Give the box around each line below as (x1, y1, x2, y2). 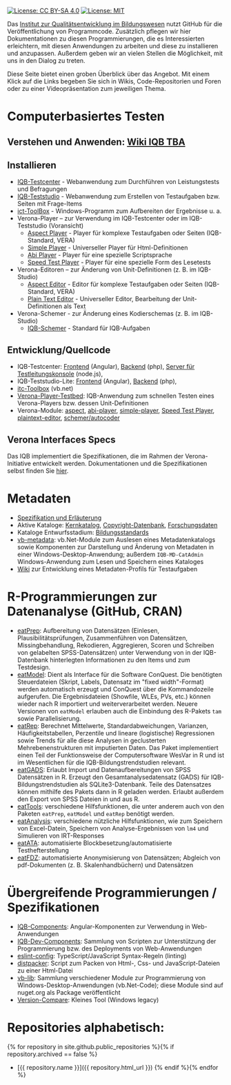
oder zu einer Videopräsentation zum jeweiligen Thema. (7, 85, 166, 92)
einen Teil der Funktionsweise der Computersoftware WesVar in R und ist (17, 751, 225, 759)
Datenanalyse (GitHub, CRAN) (7, 604, 183, 620)
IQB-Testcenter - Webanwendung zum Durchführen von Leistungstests (17, 178, 219, 186)
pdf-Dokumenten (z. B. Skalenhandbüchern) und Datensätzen (17, 860, 194, 869)
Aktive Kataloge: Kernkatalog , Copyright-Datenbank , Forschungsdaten (17, 520, 218, 529)
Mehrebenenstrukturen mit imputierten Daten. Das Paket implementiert (17, 743, 219, 751)
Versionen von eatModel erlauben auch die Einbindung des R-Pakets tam (17, 707, 222, 715)
